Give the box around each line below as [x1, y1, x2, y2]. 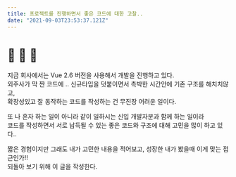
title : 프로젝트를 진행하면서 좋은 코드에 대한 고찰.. [7, 10, 144, 18]
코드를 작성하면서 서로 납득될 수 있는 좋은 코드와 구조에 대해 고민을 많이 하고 [7, 121, 216, 130]
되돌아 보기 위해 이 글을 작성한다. [7, 162, 98, 171]
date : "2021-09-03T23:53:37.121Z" [7, 17, 109, 24]
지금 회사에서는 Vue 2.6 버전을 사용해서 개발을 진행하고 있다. [7, 71, 175, 79]
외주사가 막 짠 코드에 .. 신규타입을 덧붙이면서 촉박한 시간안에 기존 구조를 [7, 80, 204, 88]
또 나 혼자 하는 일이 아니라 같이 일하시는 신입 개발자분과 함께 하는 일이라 [7, 112, 204, 121]
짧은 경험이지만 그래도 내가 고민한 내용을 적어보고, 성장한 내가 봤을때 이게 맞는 [7, 145, 222, 153]
